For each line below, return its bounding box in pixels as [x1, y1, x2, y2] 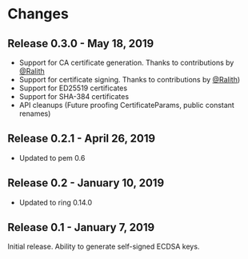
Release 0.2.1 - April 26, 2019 [7, 132, 156, 145]
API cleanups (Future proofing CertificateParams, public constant [18, 101, 235, 110]
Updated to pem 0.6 [18, 153, 86, 162]
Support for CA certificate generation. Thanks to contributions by [18, 58, 234, 67]
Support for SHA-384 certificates [18, 92, 130, 101]
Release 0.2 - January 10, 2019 [7, 177, 165, 190]
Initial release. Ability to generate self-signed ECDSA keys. [7, 241, 200, 252]
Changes [7, 5, 69, 23]
